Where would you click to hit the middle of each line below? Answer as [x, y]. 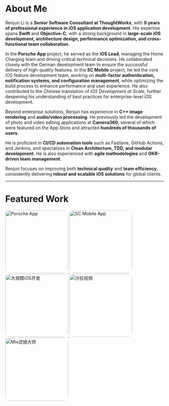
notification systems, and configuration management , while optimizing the [84, 80]
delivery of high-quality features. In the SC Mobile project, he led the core [82, 70]
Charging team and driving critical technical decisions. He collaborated [79, 59]
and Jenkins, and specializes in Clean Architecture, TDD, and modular [79, 148]
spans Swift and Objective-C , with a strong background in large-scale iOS [83, 33]
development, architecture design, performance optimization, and [76, 39]
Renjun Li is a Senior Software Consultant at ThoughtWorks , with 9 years [82, 23]
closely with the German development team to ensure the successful [76, 64]
